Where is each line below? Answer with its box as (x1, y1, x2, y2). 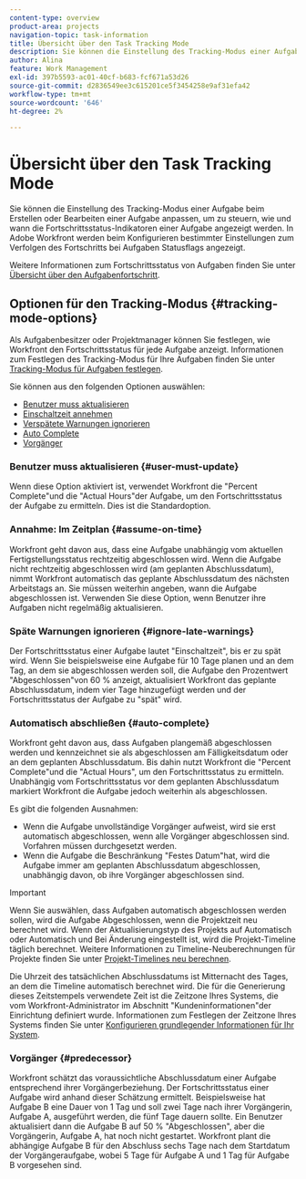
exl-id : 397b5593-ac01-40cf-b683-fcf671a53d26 (9, 73, 189, 82)
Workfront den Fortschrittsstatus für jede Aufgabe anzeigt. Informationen (9, 344, 284, 355)
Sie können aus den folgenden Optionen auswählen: (9, 381, 206, 392)
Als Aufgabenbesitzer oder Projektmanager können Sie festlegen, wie (9, 335, 270, 345)
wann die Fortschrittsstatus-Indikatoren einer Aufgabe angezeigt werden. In (9, 222, 294, 233)
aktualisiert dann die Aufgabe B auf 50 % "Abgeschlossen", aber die (9, 1121, 266, 1132)
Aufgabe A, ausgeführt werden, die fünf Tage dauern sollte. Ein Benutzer (9, 1112, 283, 1122)
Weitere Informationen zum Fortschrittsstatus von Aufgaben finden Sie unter (9, 260, 296, 271)
